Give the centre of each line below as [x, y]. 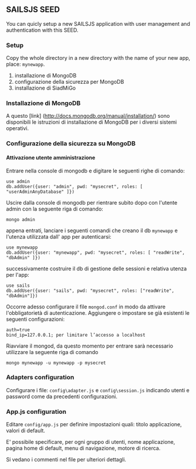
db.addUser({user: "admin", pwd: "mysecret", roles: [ [75, 186]
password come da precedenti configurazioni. [62, 396]
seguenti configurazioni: [36, 319]
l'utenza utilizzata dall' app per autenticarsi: [59, 236]
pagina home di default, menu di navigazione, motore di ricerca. [83, 448]
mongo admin [21, 219]
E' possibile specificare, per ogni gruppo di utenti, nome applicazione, [91, 442]
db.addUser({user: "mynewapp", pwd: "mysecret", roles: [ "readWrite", [95, 252]
